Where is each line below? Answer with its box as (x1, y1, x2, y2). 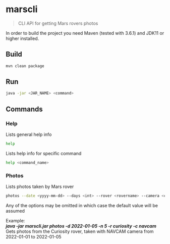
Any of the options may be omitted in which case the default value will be (6, 202, 158, 208)
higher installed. (6, 35, 39, 41)
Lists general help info (6, 131, 52, 137)
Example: (6, 217, 25, 223)
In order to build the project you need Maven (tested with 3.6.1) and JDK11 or (6, 30, 164, 36)
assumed (6, 208, 25, 214)
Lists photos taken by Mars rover (6, 183, 74, 190)
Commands (6, 105, 43, 113)
